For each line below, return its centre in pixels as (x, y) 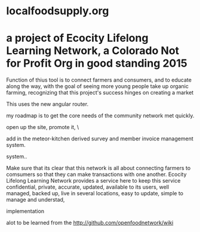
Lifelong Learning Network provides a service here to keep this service (93, 181)
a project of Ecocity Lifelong (77, 38)
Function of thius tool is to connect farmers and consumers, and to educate (99, 80)
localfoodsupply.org (58, 11)
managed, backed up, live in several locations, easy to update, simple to (95, 193)
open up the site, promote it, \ (43, 127)
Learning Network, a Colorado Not (93, 51)
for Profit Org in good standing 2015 (97, 63)
